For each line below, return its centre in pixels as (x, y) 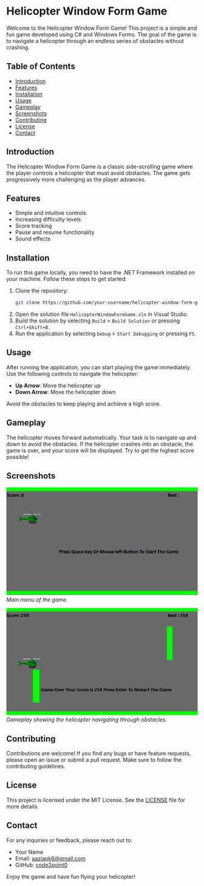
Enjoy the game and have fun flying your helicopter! (71, 876)
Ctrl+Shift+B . (32, 327)
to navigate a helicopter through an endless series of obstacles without (95, 41)
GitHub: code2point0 (41, 865)
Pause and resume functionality (55, 233)
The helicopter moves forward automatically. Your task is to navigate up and (101, 437)
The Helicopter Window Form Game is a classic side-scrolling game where (100, 166)
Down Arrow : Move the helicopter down (65, 392)
